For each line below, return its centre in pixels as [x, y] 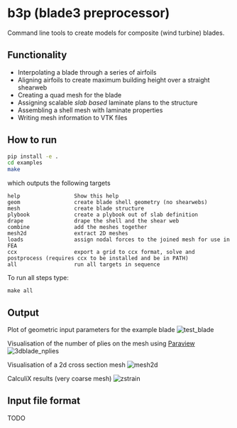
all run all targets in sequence [84, 264]
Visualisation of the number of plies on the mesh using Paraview [101, 343]
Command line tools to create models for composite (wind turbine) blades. [116, 33]
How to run [32, 140]
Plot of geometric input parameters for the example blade [91, 330]
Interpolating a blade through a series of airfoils [87, 72]
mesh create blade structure [76, 209]
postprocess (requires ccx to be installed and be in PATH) [98, 258]
